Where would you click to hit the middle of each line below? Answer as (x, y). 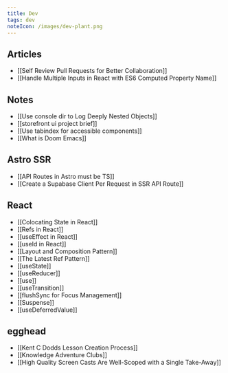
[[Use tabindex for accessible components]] (79, 131)
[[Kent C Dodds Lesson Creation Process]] (77, 348)
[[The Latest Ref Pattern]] (53, 258)
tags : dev (21, 20)
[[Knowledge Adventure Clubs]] (62, 355)
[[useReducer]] (38, 273)
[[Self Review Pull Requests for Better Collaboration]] (92, 71)
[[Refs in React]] (40, 229)
